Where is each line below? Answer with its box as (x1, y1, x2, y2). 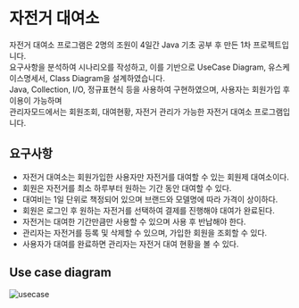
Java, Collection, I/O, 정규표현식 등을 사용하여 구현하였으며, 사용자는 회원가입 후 (9, 84, 290, 95)
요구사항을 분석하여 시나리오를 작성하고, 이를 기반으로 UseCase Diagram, (9, 62, 266, 72)
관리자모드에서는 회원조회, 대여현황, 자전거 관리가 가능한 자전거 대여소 (9, 106, 253, 117)
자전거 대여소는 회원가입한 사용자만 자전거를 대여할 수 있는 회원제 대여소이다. (21, 171, 290, 182)
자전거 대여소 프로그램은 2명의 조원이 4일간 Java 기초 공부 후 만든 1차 (9, 39, 252, 50)
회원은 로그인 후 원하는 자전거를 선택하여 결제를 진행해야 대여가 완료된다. (21, 204, 275, 215)
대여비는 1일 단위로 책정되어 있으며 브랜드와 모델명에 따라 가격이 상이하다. (21, 194, 278, 204)
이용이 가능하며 (9, 95, 62, 105)
